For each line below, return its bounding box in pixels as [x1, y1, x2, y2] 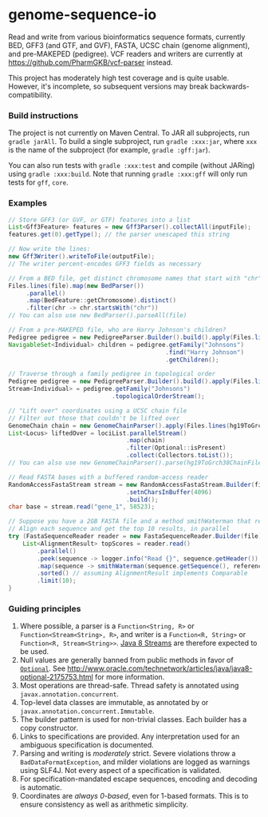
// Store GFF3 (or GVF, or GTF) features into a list [8, 216, 191, 224]
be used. [19, 647, 49, 656]
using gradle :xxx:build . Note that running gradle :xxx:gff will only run [8, 169, 248, 179]
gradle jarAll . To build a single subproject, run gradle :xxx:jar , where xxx [8, 137, 258, 146]
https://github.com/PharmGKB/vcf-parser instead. [8, 58, 173, 67]
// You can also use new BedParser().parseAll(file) [8, 312, 187, 320]
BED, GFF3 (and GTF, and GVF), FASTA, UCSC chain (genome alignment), [8, 40, 250, 50]
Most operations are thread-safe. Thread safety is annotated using [19, 681, 239, 691]
